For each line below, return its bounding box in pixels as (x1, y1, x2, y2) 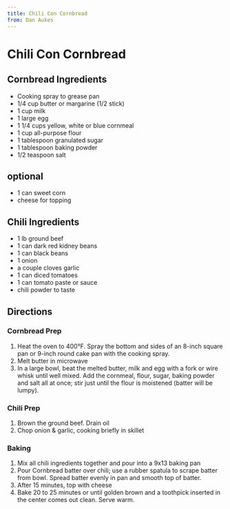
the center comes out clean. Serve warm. (17, 496, 135, 504)
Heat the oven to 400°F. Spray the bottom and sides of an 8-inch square (17, 342, 223, 350)
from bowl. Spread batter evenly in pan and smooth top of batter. (17, 474, 202, 482)
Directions (7, 306, 53, 317)
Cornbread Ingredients (7, 74, 107, 86)
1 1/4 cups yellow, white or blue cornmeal (17, 121, 134, 130)
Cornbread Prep (7, 326, 62, 336)
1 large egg (17, 114, 49, 122)
